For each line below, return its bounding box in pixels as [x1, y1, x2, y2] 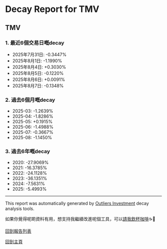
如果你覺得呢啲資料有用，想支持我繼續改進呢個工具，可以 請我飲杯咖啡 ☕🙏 [5, 216, 156, 222]
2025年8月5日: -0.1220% [12, 70, 64, 76]
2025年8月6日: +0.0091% [12, 76, 66, 82]
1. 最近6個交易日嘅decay [5, 39, 65, 46]
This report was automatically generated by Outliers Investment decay [5, 201, 149, 207]
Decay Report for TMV [5, 3, 99, 15]
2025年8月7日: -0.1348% [12, 82, 64, 88]
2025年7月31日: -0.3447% [12, 51, 67, 57]
